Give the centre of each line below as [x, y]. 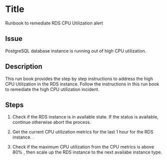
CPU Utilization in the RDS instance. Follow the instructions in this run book [82, 84]
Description [24, 67]
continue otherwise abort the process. [52, 122]
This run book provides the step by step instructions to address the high [79, 78]
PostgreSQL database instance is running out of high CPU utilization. [76, 50]
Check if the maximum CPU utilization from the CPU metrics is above [83, 147]
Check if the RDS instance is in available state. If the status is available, [85, 117]
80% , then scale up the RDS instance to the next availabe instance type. [87, 152]
